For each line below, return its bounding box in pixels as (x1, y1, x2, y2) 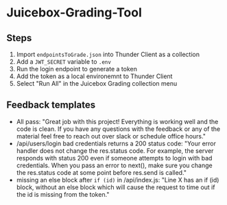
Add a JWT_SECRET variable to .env (16, 58, 111, 66)
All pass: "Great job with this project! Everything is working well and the (16, 117, 219, 125)
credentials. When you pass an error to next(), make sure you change (16, 161, 213, 169)
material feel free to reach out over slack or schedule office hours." (16, 132, 206, 140)
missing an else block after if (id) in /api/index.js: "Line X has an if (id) (16, 176, 219, 184)
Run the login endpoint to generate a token (16, 65, 138, 73)
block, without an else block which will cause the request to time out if (16, 183, 215, 191)
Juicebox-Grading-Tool (6, 5, 142, 21)
